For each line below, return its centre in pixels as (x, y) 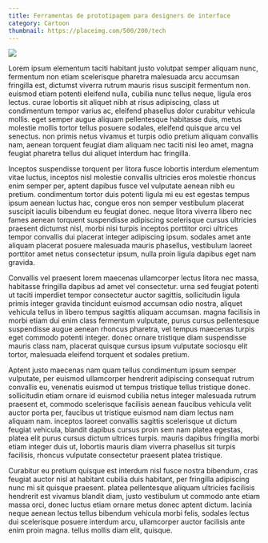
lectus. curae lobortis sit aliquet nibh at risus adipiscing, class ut (114, 103)
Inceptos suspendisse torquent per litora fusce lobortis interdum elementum (134, 169)
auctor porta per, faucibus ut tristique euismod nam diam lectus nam (121, 412)
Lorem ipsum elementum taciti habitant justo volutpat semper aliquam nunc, (133, 68)
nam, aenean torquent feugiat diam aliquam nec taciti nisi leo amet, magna (131, 145)
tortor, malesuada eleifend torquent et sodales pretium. (99, 355)
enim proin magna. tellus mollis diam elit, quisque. (90, 530)
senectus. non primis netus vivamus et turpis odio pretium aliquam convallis (133, 136)
